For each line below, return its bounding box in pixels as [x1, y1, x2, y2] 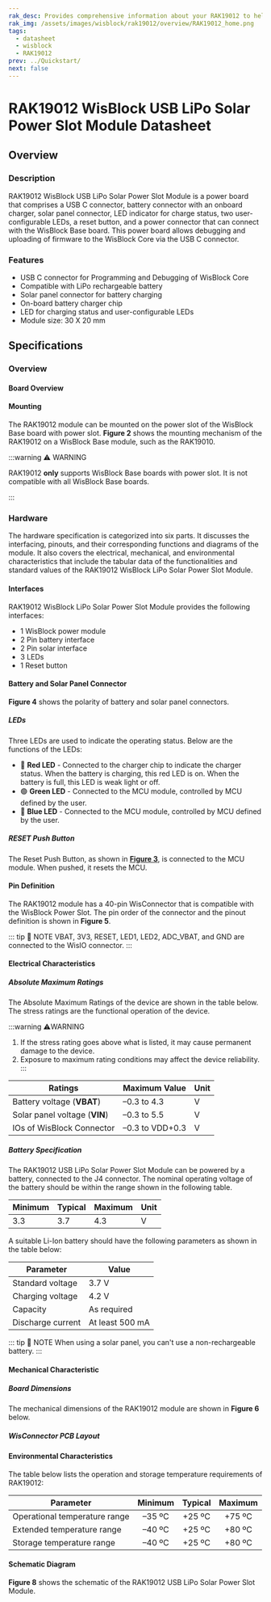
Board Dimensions [8, 1383, 72, 1393]
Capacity [12, 1304, 47, 1315]
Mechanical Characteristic [8, 1365, 99, 1374]
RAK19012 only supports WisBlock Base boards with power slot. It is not [8, 468, 248, 478]
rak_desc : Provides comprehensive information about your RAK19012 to [8, 11, 251, 20]
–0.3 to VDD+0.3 [122, 1123, 187, 1134]
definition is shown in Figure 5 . [8, 916, 111, 925]
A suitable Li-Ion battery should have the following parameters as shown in [8, 1236, 257, 1246]
